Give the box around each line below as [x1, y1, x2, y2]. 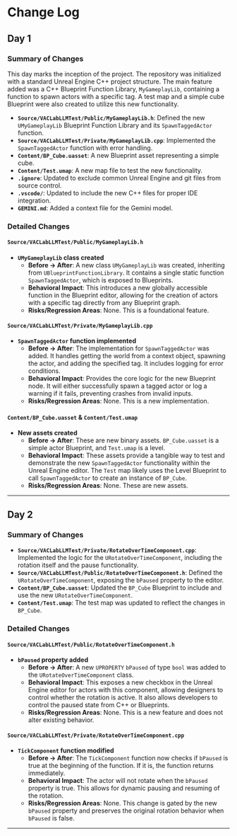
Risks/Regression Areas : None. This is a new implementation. [28, 397, 209, 406]
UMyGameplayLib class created [17, 253, 104, 262]
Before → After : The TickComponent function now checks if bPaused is [28, 754, 229, 762]
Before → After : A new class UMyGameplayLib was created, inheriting [28, 261, 226, 269]
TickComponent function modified [17, 746, 114, 755]
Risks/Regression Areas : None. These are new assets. [28, 481, 188, 490]
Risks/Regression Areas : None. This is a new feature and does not [28, 709, 224, 717]
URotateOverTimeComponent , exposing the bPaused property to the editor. [17, 576, 224, 585]
